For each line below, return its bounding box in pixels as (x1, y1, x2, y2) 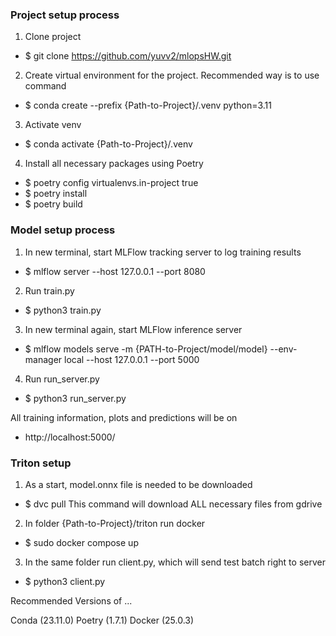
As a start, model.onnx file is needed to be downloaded (24, 478, 253, 490)
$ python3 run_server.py (24, 392, 127, 404)
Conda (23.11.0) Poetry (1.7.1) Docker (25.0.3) (10, 614, 195, 626)
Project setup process (10, 8, 120, 22)
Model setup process (10, 223, 116, 237)
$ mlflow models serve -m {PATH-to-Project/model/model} (24, 343, 268, 355)
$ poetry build (24, 198, 83, 210)
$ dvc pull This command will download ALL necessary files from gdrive (24, 498, 323, 510)
